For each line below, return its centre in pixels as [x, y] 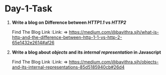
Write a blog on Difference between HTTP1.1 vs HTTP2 [69, 22]
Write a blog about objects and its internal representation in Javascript [86, 52]
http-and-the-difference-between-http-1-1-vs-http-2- [67, 37]
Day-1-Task [29, 9]
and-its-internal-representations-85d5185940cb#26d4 [68, 67]
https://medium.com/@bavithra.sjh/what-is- [114, 32]
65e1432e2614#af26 [33, 42]
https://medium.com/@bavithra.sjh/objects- [114, 62]
